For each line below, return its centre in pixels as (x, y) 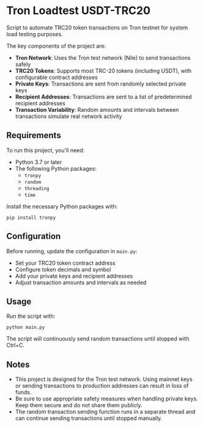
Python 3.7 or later (39, 162)
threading (37, 188)
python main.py (26, 328)
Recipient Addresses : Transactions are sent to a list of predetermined (103, 97)
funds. (23, 393)
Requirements (34, 135)
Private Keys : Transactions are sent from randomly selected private (101, 84)
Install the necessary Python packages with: (62, 206)
